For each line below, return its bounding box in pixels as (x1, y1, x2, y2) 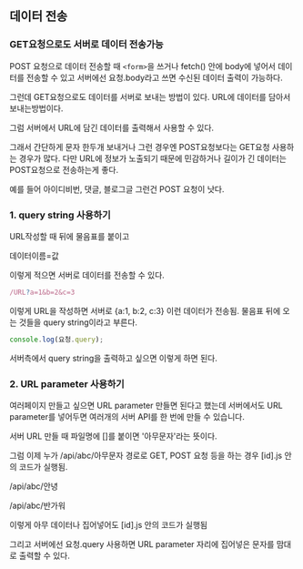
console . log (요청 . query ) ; (9, 335, 105, 344)
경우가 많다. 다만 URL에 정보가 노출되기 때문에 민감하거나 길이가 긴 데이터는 (18, 153, 287, 164)
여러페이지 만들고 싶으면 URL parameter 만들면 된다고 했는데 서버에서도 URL (9, 400, 284, 412)
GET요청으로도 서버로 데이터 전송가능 (9, 38, 164, 51)
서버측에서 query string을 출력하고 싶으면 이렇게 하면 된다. (9, 352, 218, 363)
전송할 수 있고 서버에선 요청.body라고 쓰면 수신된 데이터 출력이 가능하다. (25, 72, 284, 83)
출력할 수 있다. (18, 550, 71, 562)
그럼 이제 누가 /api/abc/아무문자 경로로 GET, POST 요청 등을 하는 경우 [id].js (9, 450, 283, 462)
